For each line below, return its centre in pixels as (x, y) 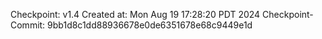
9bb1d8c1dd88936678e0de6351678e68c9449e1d (150, 25)
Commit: (28, 25)
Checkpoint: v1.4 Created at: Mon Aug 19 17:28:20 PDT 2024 (135, 14)
